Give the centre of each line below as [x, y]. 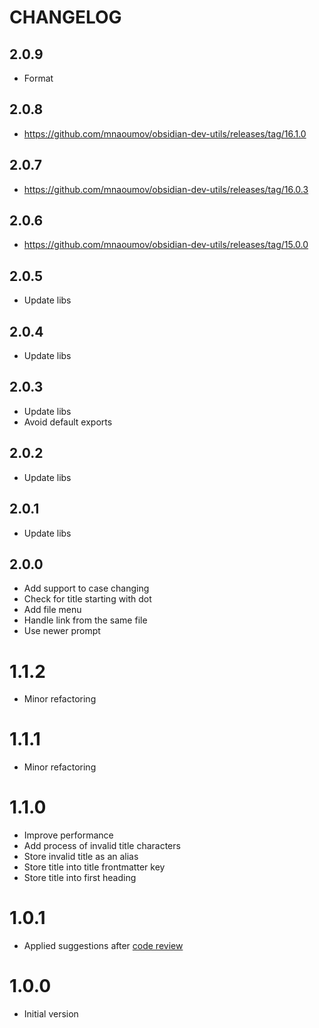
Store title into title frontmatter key [94, 867]
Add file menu [52, 610]
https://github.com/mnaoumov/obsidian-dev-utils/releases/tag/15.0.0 [166, 245]
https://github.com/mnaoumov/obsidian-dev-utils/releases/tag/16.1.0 [165, 133]
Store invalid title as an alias [81, 857]
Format [38, 78]
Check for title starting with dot [87, 599]
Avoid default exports [68, 422]
